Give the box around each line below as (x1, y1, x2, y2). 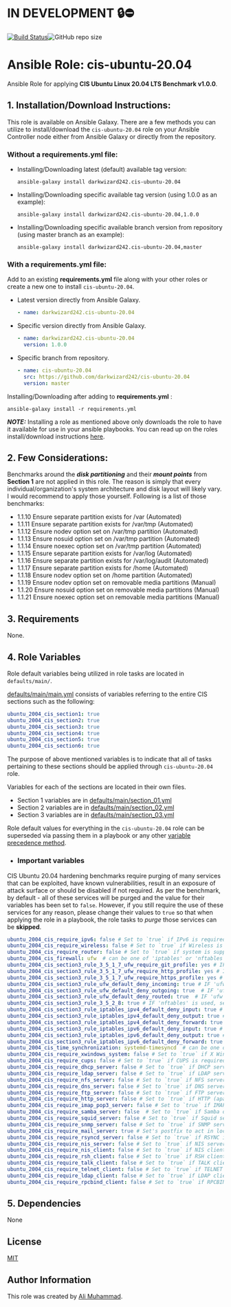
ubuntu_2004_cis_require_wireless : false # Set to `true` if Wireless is (7, 942, 223, 949)
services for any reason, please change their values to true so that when (7, 908, 213, 916)
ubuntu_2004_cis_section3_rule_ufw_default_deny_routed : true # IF (7, 994, 208, 1001)
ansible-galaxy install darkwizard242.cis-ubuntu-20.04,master (16, 243, 203, 251)
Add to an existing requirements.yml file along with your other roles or (7, 276, 208, 284)
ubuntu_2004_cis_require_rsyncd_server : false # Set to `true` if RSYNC (7, 1134, 220, 1141)
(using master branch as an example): (16, 230, 125, 238)
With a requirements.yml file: (7, 259, 107, 269)
